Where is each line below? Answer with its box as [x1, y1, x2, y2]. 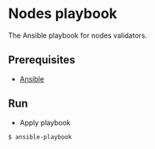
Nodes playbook [8, 5, 118, 23]
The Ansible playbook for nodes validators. [8, 31, 148, 40]
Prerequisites [8, 53, 76, 67]
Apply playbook [19, 118, 71, 127]
